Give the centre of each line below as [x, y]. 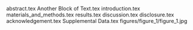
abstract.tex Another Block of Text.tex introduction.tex [73, 9]
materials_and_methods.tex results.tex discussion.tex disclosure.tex [90, 15]
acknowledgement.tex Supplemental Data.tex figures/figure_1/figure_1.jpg [97, 21]
